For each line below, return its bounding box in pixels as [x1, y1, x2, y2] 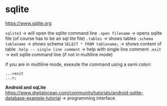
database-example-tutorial [5, 95, 61, 101]
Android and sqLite [5, 84, 46, 90]
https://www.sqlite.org [5, 20, 52, 26]
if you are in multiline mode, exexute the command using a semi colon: [5, 61, 152, 67]
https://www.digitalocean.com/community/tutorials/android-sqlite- [5, 89, 144, 95]
